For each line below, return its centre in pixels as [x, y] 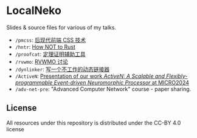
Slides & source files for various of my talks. [61, 27]
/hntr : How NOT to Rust [45, 47]
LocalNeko [34, 11]
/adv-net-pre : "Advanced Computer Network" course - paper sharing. [103, 89]
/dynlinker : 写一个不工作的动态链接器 [62, 69]
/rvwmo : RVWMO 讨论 [42, 61]
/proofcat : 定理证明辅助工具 [50, 54]
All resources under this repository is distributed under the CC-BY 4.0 [94, 123]
